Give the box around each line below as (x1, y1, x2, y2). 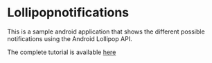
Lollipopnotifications (7, 5, 130, 21)
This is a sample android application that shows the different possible (7, 27, 206, 36)
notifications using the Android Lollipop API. (7, 34, 133, 42)
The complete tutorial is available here (7, 48, 116, 56)
